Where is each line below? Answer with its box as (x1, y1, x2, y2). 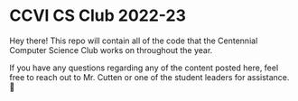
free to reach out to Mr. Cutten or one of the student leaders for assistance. (9, 71, 290, 82)
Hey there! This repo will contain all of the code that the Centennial (9, 35, 258, 46)
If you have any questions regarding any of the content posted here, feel (9, 62, 279, 73)
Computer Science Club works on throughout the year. (9, 44, 213, 55)
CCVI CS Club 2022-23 (9, 5, 187, 26)
